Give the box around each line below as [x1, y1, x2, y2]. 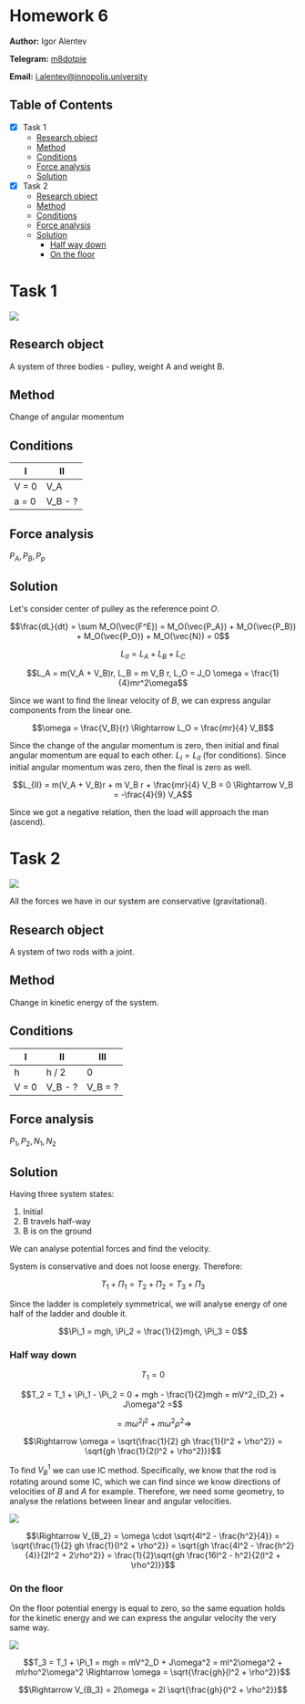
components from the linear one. [9, 705, 133, 716]
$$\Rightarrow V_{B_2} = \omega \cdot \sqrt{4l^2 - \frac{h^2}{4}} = [25, 1531, 280, 1542]
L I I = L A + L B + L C [120, 648, 186, 661]
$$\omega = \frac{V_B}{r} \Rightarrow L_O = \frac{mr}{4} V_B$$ [31, 722, 275, 734]
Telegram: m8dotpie [9, 53, 87, 64]
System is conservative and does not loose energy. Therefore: [9, 1261, 243, 1272]
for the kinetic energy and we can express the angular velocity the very [9, 1613, 277, 1624]
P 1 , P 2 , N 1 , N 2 [9, 1136, 56, 1149]
